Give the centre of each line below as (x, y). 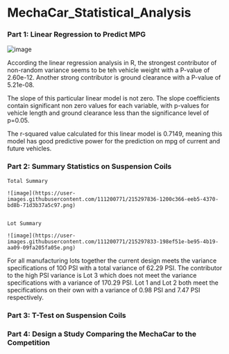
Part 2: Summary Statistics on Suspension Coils (90, 166)
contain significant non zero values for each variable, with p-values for (108, 106)
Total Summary (28, 181)
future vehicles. (29, 149)
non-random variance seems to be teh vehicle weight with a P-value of (109, 70)
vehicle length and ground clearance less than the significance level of (108, 113)
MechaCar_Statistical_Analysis (99, 13)
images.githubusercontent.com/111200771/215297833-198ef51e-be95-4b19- (113, 241)
